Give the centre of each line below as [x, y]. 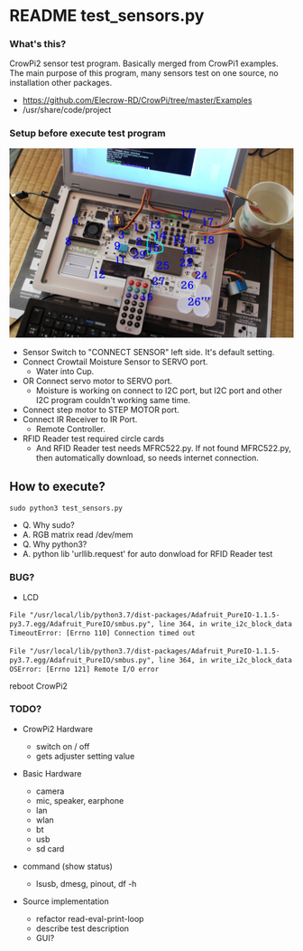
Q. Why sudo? [48, 525]
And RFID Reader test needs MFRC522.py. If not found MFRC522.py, [163, 448]
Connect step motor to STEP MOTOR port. [101, 410]
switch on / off [63, 746]
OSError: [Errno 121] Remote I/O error [84, 669]
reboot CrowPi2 [38, 686]
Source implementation [66, 901]
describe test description [82, 928]
